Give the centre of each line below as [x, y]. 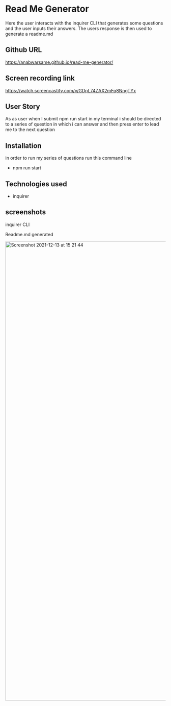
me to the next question [30, 130]
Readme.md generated [29, 234]
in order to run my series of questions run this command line [69, 158]
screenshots [26, 212]
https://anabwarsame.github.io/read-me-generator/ [59, 62]
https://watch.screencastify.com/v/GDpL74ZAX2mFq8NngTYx [71, 90]
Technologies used [36, 184]
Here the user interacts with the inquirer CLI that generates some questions [84, 23]
